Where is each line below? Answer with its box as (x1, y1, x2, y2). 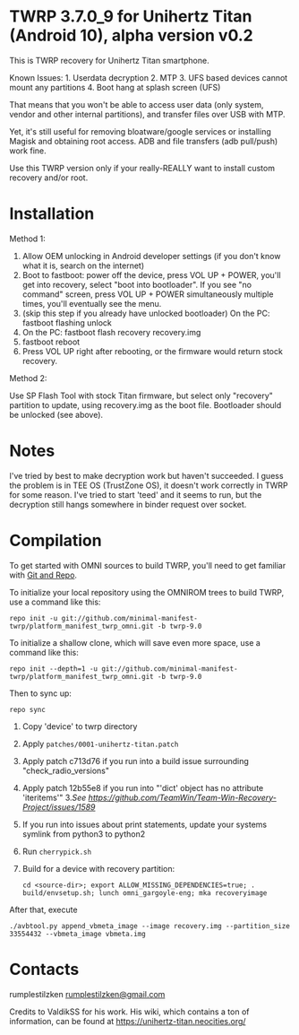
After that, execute (9, 904, 78, 915)
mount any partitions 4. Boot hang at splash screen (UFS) (9, 82, 221, 92)
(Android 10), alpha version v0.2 (9, 25, 253, 46)
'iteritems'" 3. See (21, 792, 87, 803)
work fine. (9, 145, 47, 156)
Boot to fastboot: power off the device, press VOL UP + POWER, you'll (21, 269, 281, 280)
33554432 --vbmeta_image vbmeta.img (9, 929, 146, 938)
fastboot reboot (21, 336, 81, 347)
